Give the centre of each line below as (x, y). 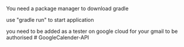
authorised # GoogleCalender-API (48, 37)
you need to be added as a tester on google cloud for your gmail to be (92, 31)
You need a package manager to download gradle (68, 9)
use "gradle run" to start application (50, 20)
